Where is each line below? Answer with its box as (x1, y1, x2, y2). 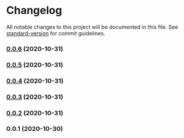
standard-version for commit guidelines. (6, 29, 105, 36)
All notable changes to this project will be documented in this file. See (6, 23, 179, 30)
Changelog (6, 4, 62, 17)
